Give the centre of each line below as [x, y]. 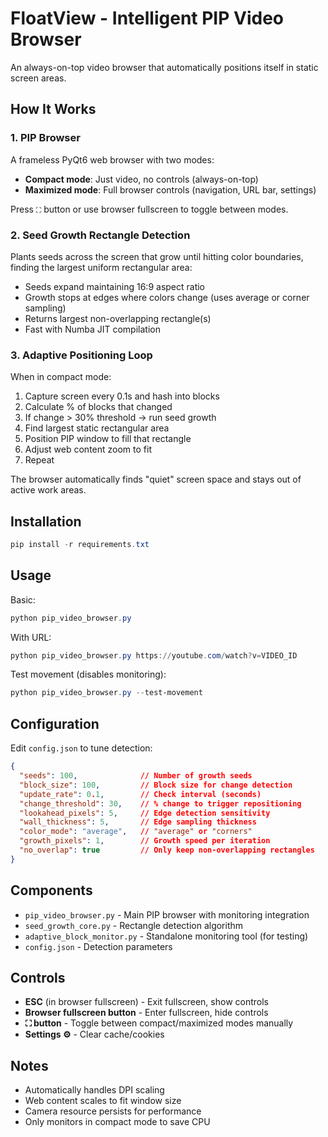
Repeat [39, 460]
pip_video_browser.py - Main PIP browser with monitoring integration [167, 914]
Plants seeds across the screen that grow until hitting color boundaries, [157, 256]
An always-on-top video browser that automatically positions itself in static [164, 67]
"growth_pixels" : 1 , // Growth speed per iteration [145, 841]
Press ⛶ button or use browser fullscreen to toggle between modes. [149, 209]
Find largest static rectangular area [97, 428]
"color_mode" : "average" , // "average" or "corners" [136, 832]
